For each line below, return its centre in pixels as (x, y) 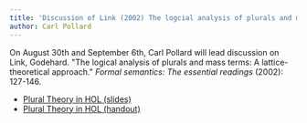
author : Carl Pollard (51, 26)
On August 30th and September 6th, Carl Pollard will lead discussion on (144, 52)
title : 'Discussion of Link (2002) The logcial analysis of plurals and (151, 18)
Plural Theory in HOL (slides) (77, 99)
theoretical (30, 72)
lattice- (275, 62)
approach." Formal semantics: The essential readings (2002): (167, 72)
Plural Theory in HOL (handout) (82, 108)
